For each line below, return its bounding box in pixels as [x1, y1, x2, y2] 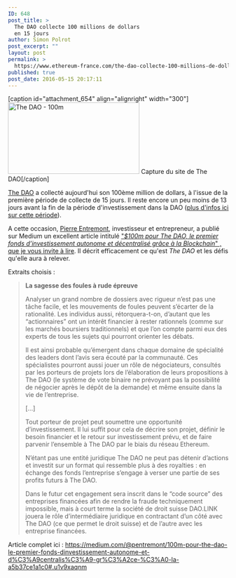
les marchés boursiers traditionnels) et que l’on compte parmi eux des [25, 325, 228, 333]
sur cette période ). [8, 211, 62, 220]
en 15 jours [14, 29, 50, 37]
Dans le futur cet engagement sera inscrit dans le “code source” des [25, 490, 223, 498]
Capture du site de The [140, 168, 207, 176]
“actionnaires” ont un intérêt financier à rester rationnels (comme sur [25, 317, 224, 326]
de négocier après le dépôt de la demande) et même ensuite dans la [25, 383, 223, 391]
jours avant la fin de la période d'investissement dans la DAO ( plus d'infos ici [8, 203, 229, 212]
